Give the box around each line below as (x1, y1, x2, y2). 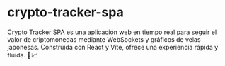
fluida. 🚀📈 (7, 50, 37, 59)
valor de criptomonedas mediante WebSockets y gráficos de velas (7, 35, 201, 43)
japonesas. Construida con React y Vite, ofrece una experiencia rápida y (7, 43, 219, 51)
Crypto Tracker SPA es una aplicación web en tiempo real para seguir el (7, 28, 217, 36)
